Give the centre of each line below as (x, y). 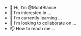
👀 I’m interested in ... (30, 13)
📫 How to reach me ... (32, 28)
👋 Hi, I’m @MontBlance (33, 8)
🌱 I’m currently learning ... (36, 18)
